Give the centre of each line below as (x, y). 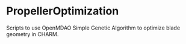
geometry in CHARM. (33, 34)
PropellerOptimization (63, 11)
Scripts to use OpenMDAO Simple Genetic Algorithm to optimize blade (93, 28)
